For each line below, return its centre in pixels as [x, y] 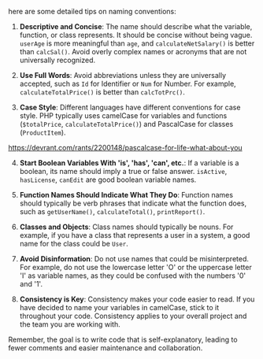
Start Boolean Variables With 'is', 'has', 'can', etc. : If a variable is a [129, 163]
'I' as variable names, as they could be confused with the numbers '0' [133, 276]
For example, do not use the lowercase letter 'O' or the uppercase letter [135, 267]
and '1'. [31, 284]
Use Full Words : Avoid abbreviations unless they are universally [123, 75]
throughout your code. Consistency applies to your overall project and [133, 316]
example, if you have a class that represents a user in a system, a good [135, 235]
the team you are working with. [70, 324]
